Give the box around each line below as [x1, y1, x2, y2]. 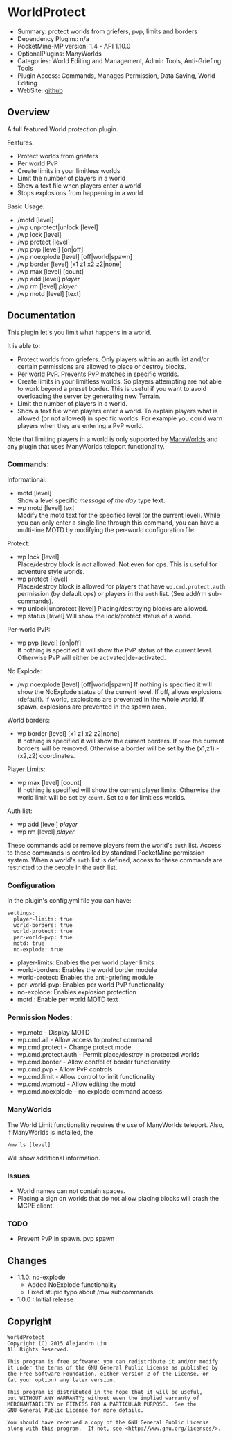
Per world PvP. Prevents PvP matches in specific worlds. [17, 370, 179, 378]
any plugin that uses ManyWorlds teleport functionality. [7, 442, 165, 450]
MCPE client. [17, 1201, 54, 1210]
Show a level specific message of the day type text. [17, 496, 166, 504]
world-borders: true [13, 922, 73, 929]
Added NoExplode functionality [27, 1281, 117, 1289]
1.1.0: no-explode [17, 1273, 66, 1282]
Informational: [7, 475, 47, 484]
